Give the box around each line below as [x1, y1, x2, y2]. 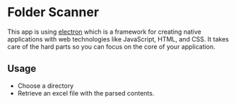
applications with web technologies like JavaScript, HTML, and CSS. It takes [7, 34, 230, 43]
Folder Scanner [7, 4, 100, 20]
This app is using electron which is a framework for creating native [7, 27, 201, 36]
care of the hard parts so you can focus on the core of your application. [7, 42, 216, 51]
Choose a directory [17, 82, 74, 90]
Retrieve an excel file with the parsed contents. [17, 89, 155, 97]
